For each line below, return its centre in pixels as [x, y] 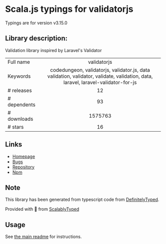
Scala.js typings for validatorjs [69, 9]
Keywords [19, 76]
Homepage [24, 156]
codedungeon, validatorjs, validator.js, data [100, 70]
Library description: [36, 38]
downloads [21, 119]
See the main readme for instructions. [43, 237]
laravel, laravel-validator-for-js [100, 82]
